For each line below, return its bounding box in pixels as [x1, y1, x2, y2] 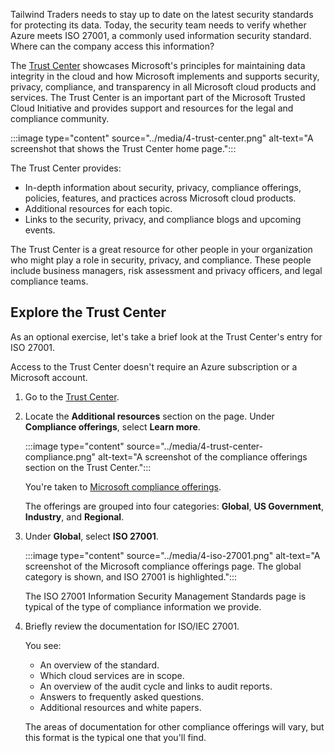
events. [24, 224, 56, 236]
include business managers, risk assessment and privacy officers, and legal [10, 265, 323, 276]
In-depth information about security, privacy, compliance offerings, [24, 182, 302, 193]
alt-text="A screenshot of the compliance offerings [98, 450, 308, 463]
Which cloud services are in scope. [39, 669, 185, 681]
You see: [24, 639, 62, 651]
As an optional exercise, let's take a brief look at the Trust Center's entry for [10, 330, 323, 343]
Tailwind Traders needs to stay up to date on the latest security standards [10, 9, 314, 20]
